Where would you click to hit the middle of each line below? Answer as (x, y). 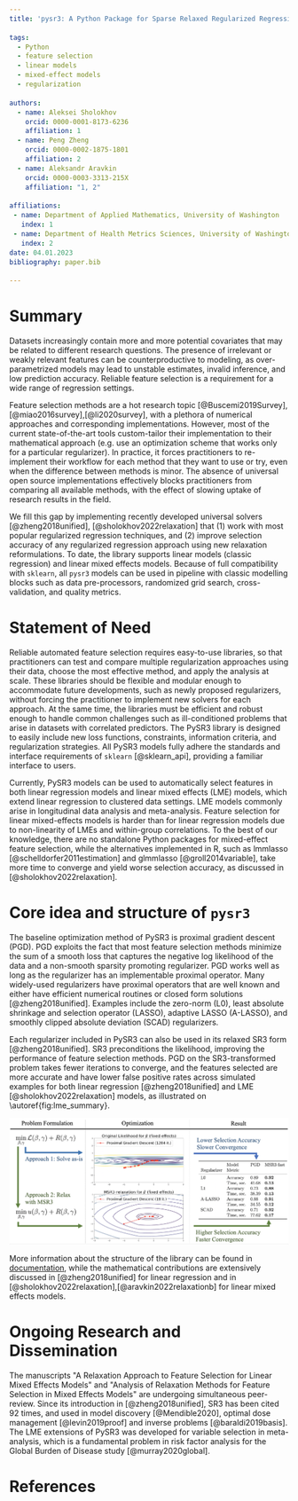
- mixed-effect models (59, 75)
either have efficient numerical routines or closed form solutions (126, 994)
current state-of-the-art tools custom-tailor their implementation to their (141, 434)
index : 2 (37, 243)
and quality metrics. (85, 592)
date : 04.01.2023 (41, 253)
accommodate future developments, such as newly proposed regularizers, (145, 690)
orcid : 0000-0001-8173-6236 (77, 122)
